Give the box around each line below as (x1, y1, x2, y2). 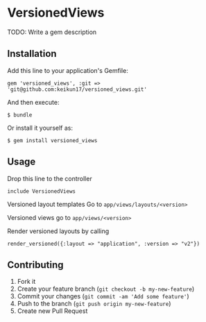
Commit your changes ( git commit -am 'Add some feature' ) (17, 292, 189, 300)
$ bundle (7, 111, 33, 119)
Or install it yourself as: (7, 124, 73, 132)
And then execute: (7, 98, 60, 106)
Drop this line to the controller (7, 174, 92, 183)
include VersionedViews (7, 187, 76, 195)
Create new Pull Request (17, 307, 88, 315)
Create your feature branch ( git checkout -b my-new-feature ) (17, 285, 195, 293)
